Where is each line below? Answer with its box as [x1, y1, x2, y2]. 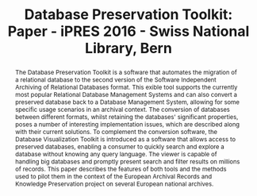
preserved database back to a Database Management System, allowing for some [14, 98, 240, 106]
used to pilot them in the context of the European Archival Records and [14, 172, 212, 180]
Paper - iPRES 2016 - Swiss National [7, 22, 250, 40]
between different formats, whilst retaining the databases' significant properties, [14, 113, 239, 121]
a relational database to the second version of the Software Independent [14, 75, 217, 84]
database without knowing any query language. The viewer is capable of [14, 149, 217, 158]
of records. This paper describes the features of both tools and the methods [14, 164, 227, 173]
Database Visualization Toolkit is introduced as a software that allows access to [14, 135, 236, 144]
